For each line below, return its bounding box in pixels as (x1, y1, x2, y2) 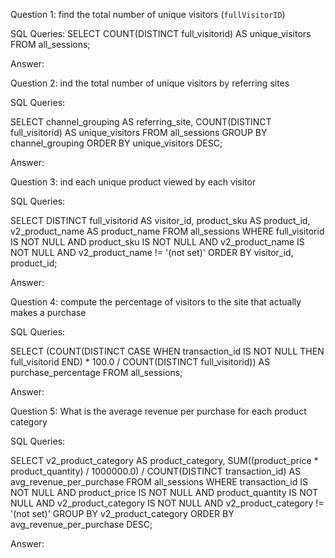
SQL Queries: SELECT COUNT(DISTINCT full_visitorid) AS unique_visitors (10, 28, 312, 39)
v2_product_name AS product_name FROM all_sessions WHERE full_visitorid (10, 225, 325, 237)
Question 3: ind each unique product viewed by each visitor (10, 176, 257, 188)
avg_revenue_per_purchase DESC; (10, 519, 153, 530)
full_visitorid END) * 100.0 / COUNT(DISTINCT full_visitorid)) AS (10, 356, 271, 368)
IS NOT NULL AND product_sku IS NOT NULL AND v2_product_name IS (10, 236, 305, 248)
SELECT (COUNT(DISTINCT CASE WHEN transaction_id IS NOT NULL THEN (10, 345, 325, 357)
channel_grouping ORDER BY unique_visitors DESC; (10, 137, 223, 149)
